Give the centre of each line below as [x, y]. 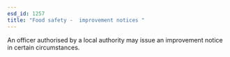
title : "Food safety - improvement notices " [76, 20]
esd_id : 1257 [26, 14]
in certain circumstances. [44, 47]
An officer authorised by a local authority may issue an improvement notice [115, 40]
